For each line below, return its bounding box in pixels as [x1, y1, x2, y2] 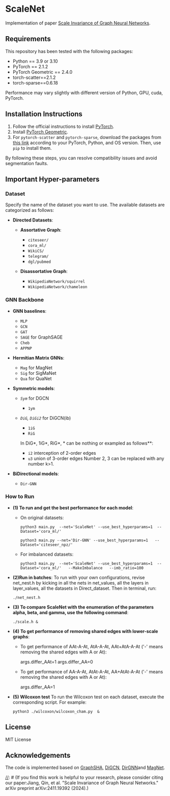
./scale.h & [12, 619, 38, 624]
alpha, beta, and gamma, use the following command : [12, 609, 129, 615]
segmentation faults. [5, 160, 48, 166]
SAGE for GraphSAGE [20, 334, 63, 340]
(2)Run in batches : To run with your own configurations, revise [12, 574, 145, 581]
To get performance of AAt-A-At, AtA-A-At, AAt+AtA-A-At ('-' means [20, 643, 163, 649]
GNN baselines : [12, 308, 47, 314]
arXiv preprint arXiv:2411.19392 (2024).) [5, 785, 89, 791]
